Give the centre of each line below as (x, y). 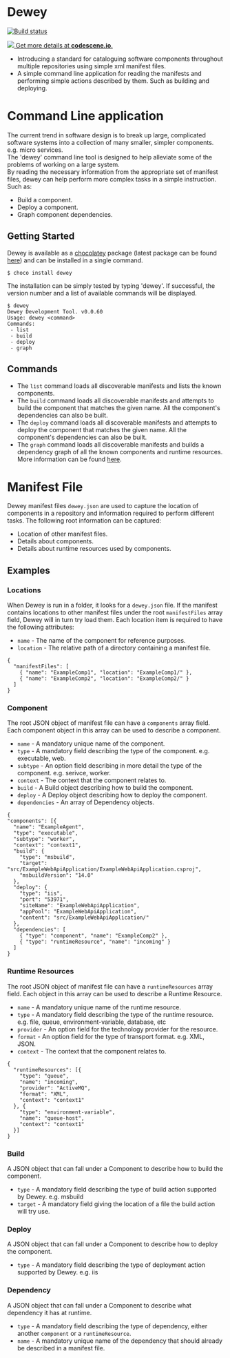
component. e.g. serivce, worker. (64, 773)
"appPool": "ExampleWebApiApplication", (78, 912)
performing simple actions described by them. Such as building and (113, 81)
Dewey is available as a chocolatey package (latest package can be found (112, 253)
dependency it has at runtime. (50, 1312)
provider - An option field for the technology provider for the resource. (117, 1029)
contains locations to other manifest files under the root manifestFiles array (115, 612)
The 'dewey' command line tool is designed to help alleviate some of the (110, 157)
